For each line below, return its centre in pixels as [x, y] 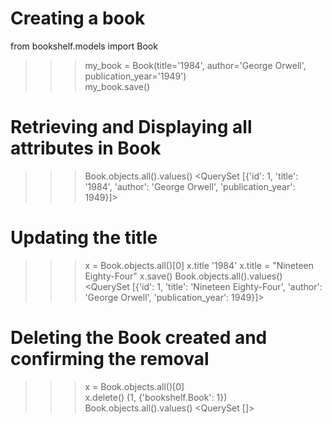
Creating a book [78, 18]
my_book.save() [117, 86]
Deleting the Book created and [139, 338]
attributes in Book [86, 148]
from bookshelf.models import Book [84, 46]
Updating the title [84, 238]
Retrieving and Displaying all [131, 127]
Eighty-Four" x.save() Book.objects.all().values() [183, 276]
